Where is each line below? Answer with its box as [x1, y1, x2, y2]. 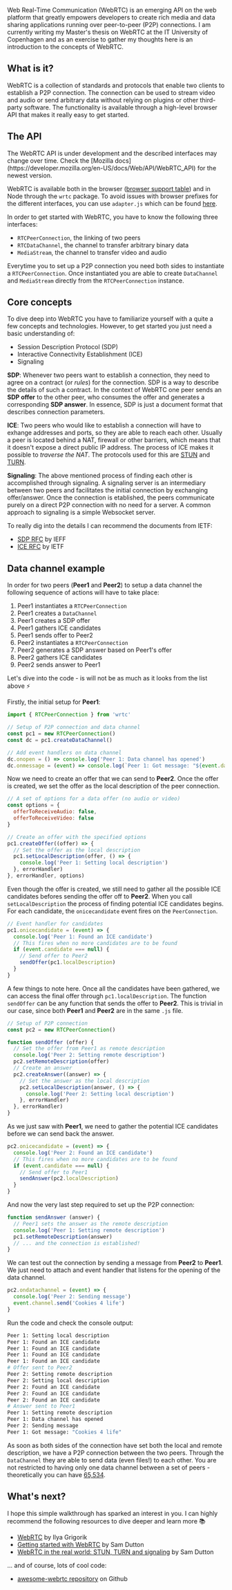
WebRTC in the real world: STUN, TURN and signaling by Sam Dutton [17, 1548, 214, 1556]
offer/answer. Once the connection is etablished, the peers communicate [7, 493, 215, 502]
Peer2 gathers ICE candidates [17, 653, 102, 662]
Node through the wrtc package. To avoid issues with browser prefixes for [7, 192, 219, 200]
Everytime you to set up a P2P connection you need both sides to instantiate [7, 261, 224, 270]
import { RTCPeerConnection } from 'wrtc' [7, 712, 131, 718]
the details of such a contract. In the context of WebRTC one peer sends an [7, 386, 222, 394]
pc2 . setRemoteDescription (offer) [13, 1058, 110, 1066]
